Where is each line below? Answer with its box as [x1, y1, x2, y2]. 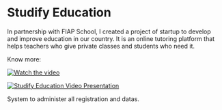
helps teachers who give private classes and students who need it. [7, 42, 195, 50]
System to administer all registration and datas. [7, 94, 140, 103]
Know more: [7, 55, 42, 63]
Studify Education [7, 5, 111, 20]
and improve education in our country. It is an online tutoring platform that [7, 34, 215, 42]
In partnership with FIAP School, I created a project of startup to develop [7, 27, 211, 36]
